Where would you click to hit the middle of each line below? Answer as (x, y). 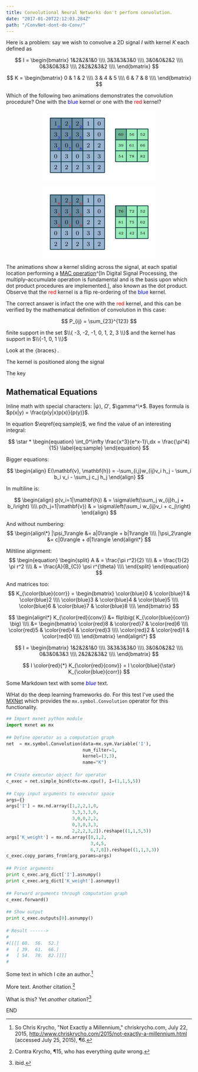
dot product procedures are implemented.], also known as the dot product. (97, 286)
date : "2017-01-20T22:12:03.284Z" (49, 19)
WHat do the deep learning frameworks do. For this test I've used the (90, 695)
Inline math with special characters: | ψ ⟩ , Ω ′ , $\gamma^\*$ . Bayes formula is (98, 406)
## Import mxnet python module (44, 719)
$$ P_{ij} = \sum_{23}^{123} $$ (99, 321)
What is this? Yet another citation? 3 (49, 999)
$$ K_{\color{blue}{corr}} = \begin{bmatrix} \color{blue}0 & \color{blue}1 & (99, 593)
